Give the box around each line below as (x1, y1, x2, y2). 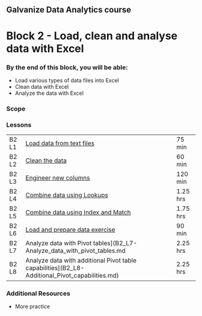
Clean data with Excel (14, 83, 69, 90)
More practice (14, 303, 50, 310)
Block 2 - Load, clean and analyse (6, 29, 178, 43)
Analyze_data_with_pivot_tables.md (25, 246, 126, 255)
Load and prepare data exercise (25, 225, 115, 234)
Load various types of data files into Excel (14, 76, 119, 84)
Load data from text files (25, 139, 95, 148)
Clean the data (25, 156, 67, 165)
